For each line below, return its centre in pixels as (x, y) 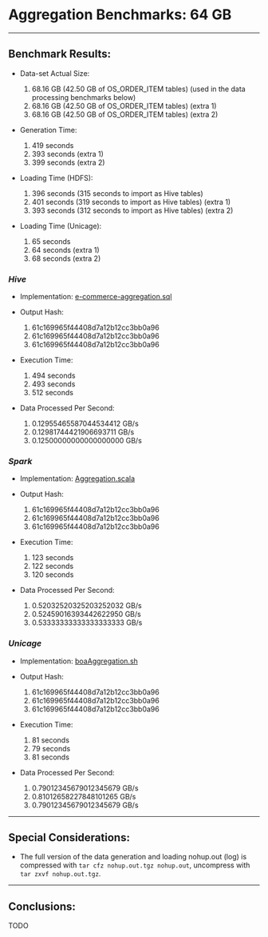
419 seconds (53, 145)
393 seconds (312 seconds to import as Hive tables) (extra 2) (132, 210)
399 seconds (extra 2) (68, 162)
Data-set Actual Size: (55, 73)
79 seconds (51, 748)
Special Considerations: (69, 838)
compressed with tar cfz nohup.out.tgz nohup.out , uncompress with (135, 865)
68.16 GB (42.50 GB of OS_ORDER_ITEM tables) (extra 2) (125, 114)
